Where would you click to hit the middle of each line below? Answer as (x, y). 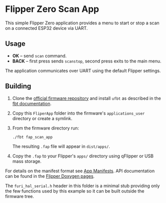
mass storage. (27, 161)
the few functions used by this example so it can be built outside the (75, 191)
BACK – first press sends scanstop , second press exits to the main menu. (87, 61)
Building (18, 86)
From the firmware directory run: (46, 128)
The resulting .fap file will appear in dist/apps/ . (61, 146)
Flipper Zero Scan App (52, 9)
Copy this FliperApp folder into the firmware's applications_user (79, 113)
